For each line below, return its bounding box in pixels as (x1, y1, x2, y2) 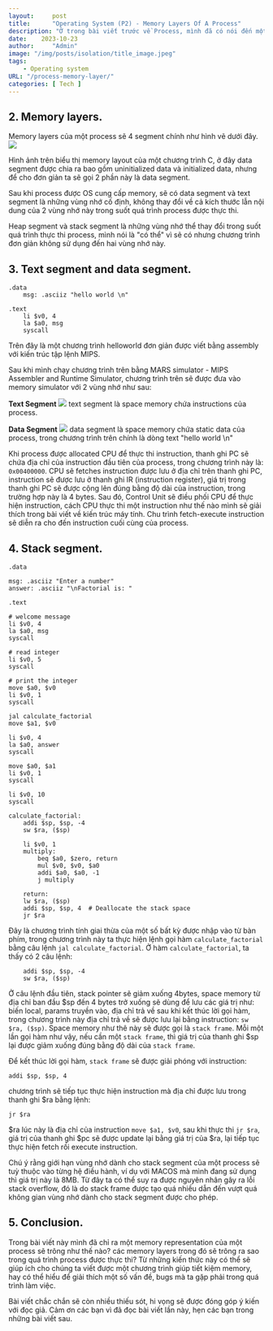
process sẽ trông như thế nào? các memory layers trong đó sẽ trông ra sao (8, 1246, 260, 1255)
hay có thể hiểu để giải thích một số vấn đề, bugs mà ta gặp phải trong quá (8, 1272, 259, 1281)
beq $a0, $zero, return (37, 854, 118, 862)
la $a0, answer (8, 740, 60, 748)
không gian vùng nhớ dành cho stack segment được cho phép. (8, 1192, 219, 1202)
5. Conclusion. (8, 1216, 84, 1229)
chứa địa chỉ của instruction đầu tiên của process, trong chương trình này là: (8, 457, 264, 467)
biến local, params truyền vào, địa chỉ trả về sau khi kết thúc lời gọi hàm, (8, 1005, 250, 1016)
